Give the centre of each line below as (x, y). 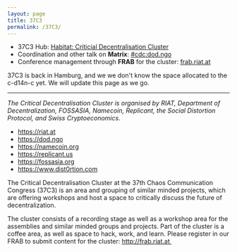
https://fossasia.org (46, 162)
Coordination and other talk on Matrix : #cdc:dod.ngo (95, 54)
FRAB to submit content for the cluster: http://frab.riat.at (89, 241)
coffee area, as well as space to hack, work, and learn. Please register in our (118, 234)
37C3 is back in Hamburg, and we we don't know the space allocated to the (117, 75)
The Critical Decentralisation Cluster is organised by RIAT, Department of (114, 103)
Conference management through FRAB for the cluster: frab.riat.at (114, 62)
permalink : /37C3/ (34, 27)
